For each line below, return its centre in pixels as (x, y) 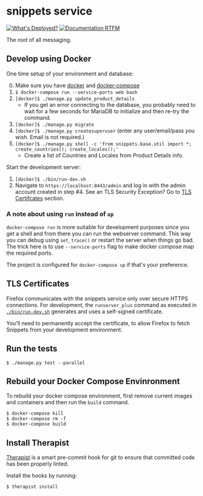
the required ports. (30, 253)
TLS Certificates (38, 284)
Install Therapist (38, 443)
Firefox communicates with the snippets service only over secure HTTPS (97, 298)
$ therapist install (32, 487)
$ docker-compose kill (35, 414)
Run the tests (32, 349)
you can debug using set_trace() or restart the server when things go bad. (100, 240)
